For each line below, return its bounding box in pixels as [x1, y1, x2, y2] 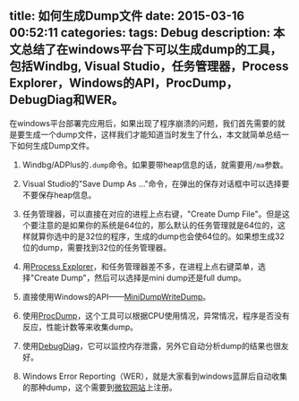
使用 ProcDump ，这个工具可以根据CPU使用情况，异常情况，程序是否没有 [21, 310, 290, 320]
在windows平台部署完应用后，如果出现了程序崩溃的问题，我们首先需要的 [9, 117, 278, 128]
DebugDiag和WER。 [9, 92, 124, 107]
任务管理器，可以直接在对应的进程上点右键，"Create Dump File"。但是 [21, 209, 282, 219]
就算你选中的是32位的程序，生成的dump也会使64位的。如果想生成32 [30, 231, 285, 242]
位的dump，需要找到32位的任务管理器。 [21, 242, 172, 252]
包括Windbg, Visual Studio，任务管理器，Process [9, 59, 289, 74]
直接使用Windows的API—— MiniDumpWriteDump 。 [21, 291, 211, 302]
